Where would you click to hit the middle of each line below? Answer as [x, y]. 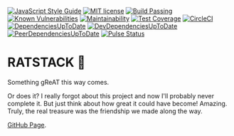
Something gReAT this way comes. [58, 82]
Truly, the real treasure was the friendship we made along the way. [105, 111]
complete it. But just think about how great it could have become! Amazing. [117, 103]
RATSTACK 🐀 [47, 62]
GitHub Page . [27, 125]
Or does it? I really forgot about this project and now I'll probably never [111, 95]
